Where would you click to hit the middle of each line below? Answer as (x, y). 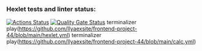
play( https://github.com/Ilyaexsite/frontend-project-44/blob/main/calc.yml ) (101, 42)
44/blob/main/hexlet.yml (37, 35)
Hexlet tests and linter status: (51, 9)
